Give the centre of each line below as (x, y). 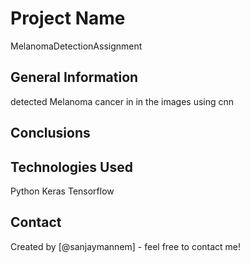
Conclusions (50, 133)
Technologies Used (71, 167)
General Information (74, 77)
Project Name (68, 18)
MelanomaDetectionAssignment (76, 46)
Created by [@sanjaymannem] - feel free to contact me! (126, 246)
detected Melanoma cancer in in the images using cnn (122, 101)
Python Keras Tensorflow (62, 191)
